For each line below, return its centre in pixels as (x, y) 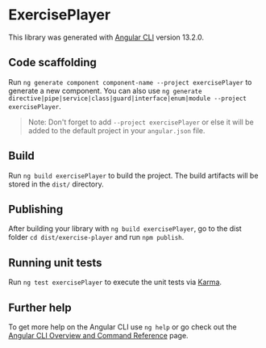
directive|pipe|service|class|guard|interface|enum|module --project (128, 99)
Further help (40, 307)
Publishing (36, 209)
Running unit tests (55, 263)
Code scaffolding (52, 63)
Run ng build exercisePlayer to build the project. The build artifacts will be (133, 175)
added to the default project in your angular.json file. (116, 130)
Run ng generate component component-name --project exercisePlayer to (130, 82)
